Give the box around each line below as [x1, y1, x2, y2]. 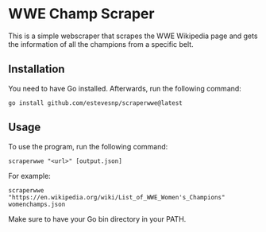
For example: [8, 171, 52, 180]
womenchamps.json [8, 200, 66, 208]
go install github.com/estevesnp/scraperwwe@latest [8, 99, 183, 107]
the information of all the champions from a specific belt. [8, 39, 194, 48]
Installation [8, 63, 65, 76]
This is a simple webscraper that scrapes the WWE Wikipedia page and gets [8, 31, 258, 41]
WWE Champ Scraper [8, 5, 155, 23]
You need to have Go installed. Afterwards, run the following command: [8, 83, 242, 93]
